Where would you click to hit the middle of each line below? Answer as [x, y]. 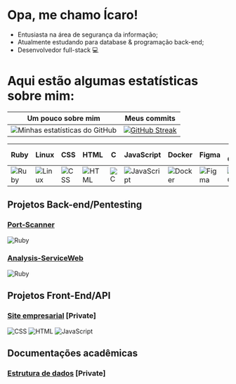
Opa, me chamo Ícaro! [73, 15]
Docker [180, 155]
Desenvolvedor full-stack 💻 [58, 50]
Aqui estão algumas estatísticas [103, 81]
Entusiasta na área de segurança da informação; [87, 34]
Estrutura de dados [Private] [57, 373]
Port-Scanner [31, 225]
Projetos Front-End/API [59, 296]
